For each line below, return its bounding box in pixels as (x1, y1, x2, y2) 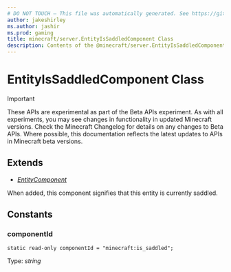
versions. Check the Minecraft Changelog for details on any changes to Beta (7, 122, 223, 131)
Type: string (7, 257, 41, 265)
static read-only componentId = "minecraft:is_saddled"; (7, 245, 174, 252)
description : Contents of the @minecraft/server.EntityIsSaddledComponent (7, 42, 226, 49)
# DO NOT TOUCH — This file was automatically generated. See (7, 10, 189, 17)
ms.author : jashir (7, 23, 60, 30)
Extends (7, 157, 43, 169)
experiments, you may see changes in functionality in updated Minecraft (7, 115, 212, 123)
